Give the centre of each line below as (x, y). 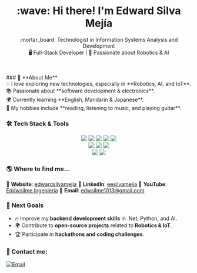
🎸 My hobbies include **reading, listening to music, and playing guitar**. (94, 108)
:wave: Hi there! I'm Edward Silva (99, 11)
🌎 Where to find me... (38, 169)
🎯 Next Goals (25, 205)
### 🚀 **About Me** (32, 77)
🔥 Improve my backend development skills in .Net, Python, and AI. (96, 218)
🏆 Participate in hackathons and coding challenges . (79, 234)
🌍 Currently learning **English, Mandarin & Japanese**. (75, 99)
